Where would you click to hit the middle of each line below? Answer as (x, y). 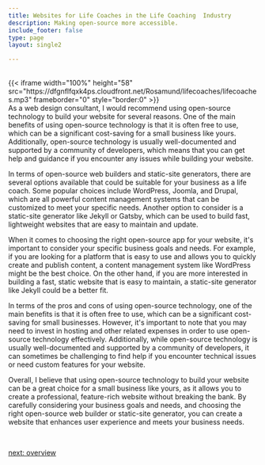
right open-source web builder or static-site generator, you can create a (125, 414)
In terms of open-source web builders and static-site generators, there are (130, 174)
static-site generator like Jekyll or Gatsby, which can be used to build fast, (129, 216)
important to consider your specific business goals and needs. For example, (132, 248)
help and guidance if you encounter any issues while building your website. (131, 158)
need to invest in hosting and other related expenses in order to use (119, 331)
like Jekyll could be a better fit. (59, 291)
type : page (26, 38)
